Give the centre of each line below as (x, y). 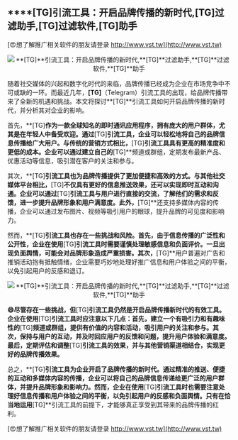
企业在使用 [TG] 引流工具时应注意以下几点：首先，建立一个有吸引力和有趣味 (116, 319)
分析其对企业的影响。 (57, 110)
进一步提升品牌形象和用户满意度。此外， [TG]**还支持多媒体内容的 (116, 202)
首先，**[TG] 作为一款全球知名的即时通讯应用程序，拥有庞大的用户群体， (113, 125)
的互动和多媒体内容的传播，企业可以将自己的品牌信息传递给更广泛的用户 (113, 378)
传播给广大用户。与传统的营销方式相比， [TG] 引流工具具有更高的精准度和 (119, 143)
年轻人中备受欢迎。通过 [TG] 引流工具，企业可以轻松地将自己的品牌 (123, 134)
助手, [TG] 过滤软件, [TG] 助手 (77, 26)
